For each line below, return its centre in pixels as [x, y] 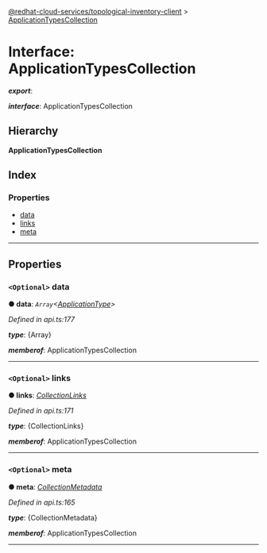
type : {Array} [30, 335]
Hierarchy [33, 131]
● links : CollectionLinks [48, 395]
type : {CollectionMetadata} [53, 517]
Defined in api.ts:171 [41, 411]
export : [21, 90]
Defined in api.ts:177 [42, 320]
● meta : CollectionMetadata [55, 486]
